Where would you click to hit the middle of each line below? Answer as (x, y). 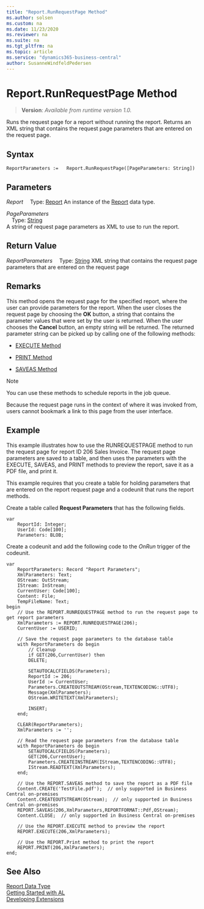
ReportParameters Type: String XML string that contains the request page (102, 260)
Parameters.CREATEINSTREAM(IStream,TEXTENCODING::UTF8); (102, 762)
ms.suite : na (23, 40)
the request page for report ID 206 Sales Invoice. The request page (91, 451)
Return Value (31, 246)
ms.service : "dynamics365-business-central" (64, 57)
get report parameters (35, 617)
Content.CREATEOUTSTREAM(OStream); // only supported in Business (105, 799)
